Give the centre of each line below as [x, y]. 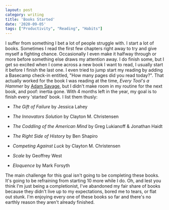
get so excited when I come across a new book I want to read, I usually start [84, 65]
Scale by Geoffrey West [37, 156]
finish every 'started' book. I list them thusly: [51, 97]
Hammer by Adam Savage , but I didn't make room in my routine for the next [84, 86]
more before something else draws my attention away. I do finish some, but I [85, 59]
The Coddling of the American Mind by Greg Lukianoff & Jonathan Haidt [88, 127]
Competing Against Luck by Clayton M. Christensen [66, 146]
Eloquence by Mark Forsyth [41, 165]
